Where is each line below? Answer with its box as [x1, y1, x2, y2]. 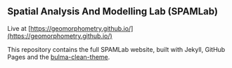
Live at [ [7, 24, 31, 32]
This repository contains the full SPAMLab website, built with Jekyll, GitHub [7, 45, 226, 53]
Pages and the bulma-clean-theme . [7, 53, 110, 61]
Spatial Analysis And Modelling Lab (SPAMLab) [7, 6, 218, 18]
